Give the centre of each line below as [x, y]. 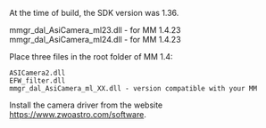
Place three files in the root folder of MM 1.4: [91, 56]
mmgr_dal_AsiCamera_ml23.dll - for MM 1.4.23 [95, 30]
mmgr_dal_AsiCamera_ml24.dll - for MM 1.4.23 [95, 40]
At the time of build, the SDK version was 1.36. [94, 13]
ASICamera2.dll [37, 73]
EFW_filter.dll [37, 81]
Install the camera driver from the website [86, 105]
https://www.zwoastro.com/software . [78, 114]
